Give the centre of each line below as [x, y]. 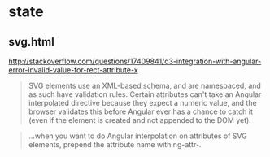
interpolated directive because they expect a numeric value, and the [143, 103]
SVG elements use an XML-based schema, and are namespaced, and [145, 85]
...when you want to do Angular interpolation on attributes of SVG [138, 136]
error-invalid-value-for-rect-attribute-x [73, 70]
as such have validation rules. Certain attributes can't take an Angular [145, 94]
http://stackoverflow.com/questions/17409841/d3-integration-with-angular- [135, 61]
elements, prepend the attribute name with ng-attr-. [115, 144]
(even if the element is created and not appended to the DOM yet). [140, 120]
